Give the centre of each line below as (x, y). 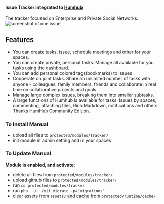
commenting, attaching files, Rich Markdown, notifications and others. (86, 106)
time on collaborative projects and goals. (55, 90)
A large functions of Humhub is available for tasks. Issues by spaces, (85, 100)
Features (19, 40)
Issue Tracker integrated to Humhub (44, 7)
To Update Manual (28, 153)
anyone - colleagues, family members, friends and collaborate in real (84, 84)
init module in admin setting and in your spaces (62, 140)
